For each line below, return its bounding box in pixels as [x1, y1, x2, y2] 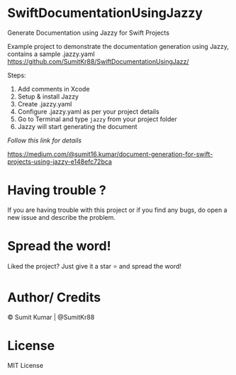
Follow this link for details [7, 136, 82, 145]
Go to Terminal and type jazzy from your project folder [17, 115, 177, 123]
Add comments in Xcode [17, 84, 90, 93]
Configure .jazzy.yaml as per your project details [17, 107, 159, 116]
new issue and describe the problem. [7, 213, 116, 221]
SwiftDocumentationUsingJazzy [7, 5, 203, 21]
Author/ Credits [7, 289, 101, 306]
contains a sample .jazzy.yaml [7, 50, 95, 58]
